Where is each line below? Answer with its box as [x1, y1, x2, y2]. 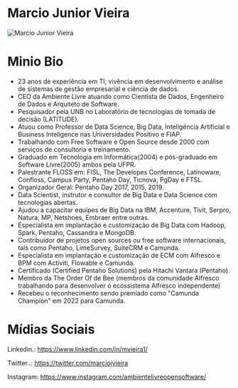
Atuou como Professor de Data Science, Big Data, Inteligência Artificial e [17, 122, 230, 131]
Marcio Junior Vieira [7, 5, 130, 21]
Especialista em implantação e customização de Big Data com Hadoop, [17, 221, 227, 229]
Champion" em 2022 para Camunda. [17, 296, 126, 305]
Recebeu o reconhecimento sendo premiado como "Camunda [17, 288, 200, 297]
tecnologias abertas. [17, 198, 78, 206]
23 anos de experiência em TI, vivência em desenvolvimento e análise [17, 77, 224, 85]
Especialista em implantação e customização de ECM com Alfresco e [17, 251, 221, 259]
